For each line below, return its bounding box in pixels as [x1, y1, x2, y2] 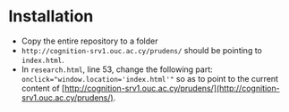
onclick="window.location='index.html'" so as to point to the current [21, 73, 279, 84]
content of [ [21, 83, 65, 93]
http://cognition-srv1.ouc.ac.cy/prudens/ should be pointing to [21, 44, 263, 55]
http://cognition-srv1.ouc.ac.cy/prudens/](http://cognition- [64, 83, 280, 93]
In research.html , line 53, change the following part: [21, 64, 214, 75]
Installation [8, 6, 94, 27]
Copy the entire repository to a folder [21, 36, 158, 46]
